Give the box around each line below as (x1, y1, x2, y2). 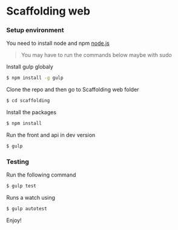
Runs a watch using (6, 194, 56, 201)
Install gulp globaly (6, 63, 53, 70)
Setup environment (6, 26, 65, 35)
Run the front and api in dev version (6, 132, 96, 139)
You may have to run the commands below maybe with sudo (21, 52, 173, 59)
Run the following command (6, 171, 76, 178)
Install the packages (6, 109, 56, 116)
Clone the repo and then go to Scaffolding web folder (6, 86, 139, 93)
